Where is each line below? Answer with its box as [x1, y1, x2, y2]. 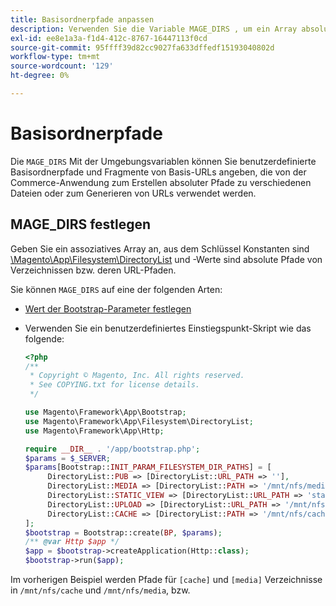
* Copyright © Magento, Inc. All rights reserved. [29, 371, 245, 381]
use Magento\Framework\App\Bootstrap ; [24, 407, 187, 417]
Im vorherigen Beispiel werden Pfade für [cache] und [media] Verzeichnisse [10, 574, 323, 585]
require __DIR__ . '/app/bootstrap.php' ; [24, 444, 201, 454]
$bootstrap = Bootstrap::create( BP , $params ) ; [24, 527, 223, 538]
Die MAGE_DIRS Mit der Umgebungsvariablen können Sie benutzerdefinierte [10, 155, 317, 167]
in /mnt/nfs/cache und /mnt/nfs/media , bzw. [10, 584, 191, 596]
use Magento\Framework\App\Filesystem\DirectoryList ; [24, 416, 254, 426]
